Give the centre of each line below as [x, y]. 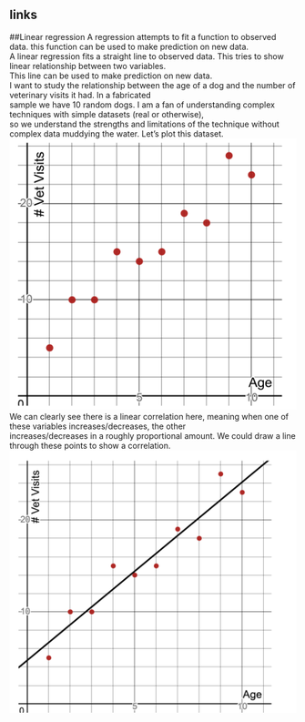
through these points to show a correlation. [90, 445]
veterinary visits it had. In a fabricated [81, 95]
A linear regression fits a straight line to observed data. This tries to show [147, 56]
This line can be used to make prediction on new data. [111, 76]
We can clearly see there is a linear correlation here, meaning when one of [149, 416]
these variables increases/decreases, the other [98, 426]
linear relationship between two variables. [88, 66]
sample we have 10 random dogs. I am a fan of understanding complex [142, 105]
